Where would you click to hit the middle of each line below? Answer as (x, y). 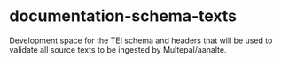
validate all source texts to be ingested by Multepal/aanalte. (118, 49)
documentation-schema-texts (123, 16)
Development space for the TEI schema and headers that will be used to (141, 40)
